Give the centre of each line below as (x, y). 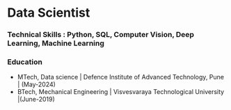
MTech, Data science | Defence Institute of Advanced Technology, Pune (121, 77)
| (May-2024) (36, 84)
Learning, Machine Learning (56, 43)
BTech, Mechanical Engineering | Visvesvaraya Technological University (121, 92)
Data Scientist (49, 13)
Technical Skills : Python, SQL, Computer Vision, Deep (101, 35)
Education (25, 62)
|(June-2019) (36, 100)
